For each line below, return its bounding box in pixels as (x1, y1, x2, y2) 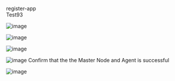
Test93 (6, 11, 23, 18)
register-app (6, 5, 36, 12)
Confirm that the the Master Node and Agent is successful (28, 57, 169, 63)
